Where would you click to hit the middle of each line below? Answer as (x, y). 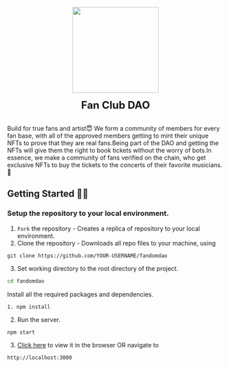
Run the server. (39, 319)
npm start (21, 332)
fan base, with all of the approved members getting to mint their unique (108, 136)
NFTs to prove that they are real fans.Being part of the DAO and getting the (113, 143)
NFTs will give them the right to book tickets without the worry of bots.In (109, 150)
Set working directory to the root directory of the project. (98, 268)
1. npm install (29, 307)
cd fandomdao (26, 281)
